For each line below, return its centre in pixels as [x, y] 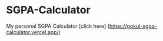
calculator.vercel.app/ [32, 32]
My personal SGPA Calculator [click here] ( [58, 26]
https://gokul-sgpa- [133, 26]
